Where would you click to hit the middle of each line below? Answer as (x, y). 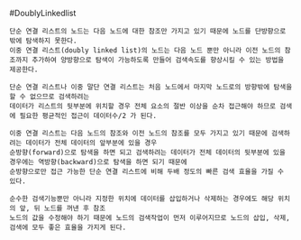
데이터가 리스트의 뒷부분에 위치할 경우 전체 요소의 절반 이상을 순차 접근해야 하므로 (143, 106)
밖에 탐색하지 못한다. (43, 41)
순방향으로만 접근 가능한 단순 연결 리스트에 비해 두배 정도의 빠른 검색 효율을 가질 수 (146, 171)
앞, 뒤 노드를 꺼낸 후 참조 (63, 208)
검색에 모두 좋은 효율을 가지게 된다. (68, 227)
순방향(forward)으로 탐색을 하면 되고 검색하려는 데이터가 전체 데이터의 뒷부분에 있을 (147, 152)
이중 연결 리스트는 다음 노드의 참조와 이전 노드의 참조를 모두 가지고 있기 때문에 (138, 134)
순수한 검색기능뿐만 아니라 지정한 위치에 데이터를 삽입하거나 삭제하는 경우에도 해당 (142, 198)
